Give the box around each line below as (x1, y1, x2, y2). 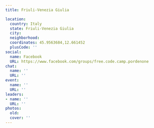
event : (5, 78, 19, 83)
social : (5, 49, 22, 55)
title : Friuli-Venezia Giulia (5, 7, 70, 13)
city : (10, 31, 22, 36)
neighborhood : (10, 35, 40, 40)
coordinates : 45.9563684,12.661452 (10, 40, 85, 46)
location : (5, 16, 26, 22)
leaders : (5, 92, 24, 97)
